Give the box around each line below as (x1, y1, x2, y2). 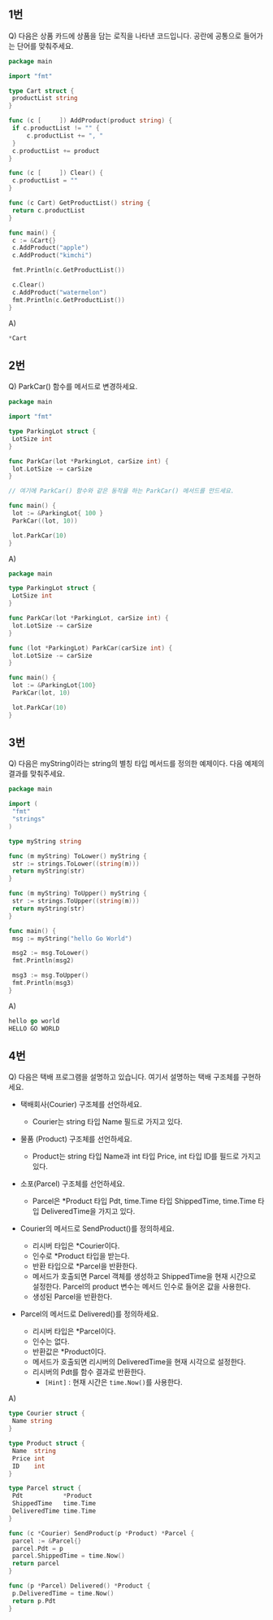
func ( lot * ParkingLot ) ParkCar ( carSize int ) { (8, 644, 173, 652)
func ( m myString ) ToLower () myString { (8, 852, 148, 860)
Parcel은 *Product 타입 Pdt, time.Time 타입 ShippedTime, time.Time (32, 1196, 257, 1206)
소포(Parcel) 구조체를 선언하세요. (19, 1179, 125, 1189)
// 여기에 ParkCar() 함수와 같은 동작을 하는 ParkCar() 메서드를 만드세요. (8, 487, 235, 495)
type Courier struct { (8, 1409, 85, 1418)
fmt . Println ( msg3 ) (11, 979, 75, 987)
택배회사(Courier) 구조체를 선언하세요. (19, 1100, 142, 1110)
